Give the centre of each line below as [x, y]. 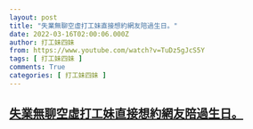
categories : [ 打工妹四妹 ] [58, 76]
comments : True [37, 68]
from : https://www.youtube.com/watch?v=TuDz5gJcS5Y [107, 51]
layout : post [33, 17]
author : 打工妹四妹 [42, 42]
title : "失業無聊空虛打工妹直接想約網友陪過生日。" [94, 26]
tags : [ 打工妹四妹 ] [46, 59]
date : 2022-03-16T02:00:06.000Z [69, 34]
